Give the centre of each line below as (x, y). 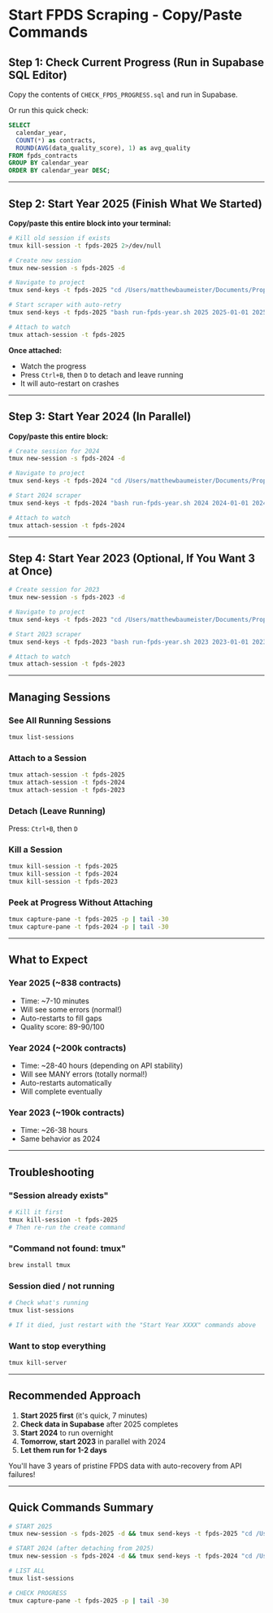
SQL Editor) (38, 75)
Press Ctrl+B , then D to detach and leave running (102, 374)
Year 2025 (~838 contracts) (65, 983)
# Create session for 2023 (54, 590)
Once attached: (35, 350)
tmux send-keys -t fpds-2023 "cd (65, 619)
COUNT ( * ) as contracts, (56, 140)
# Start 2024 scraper (45, 496)
